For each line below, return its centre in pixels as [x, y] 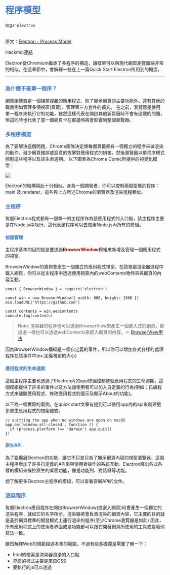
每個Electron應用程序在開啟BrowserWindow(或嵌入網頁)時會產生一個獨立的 [83, 508]
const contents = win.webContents [42, 311]
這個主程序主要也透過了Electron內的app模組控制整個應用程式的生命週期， [82, 381]
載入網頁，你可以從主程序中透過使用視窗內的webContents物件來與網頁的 [81, 273]
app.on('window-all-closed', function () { [52, 425]
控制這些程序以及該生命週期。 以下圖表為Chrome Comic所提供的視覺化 [79, 159]
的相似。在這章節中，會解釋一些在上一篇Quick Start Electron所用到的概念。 [84, 70]
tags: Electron [20, 25]
